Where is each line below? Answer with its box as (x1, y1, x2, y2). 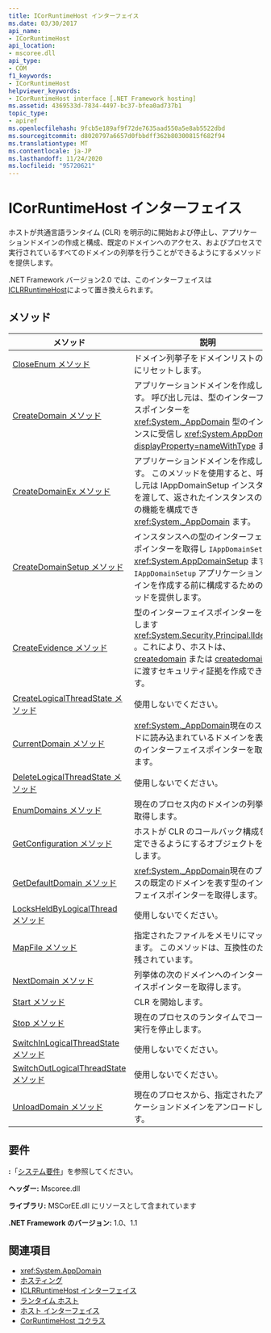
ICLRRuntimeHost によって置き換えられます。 (8, 285, 158, 295)
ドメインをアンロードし (173, 1101, 264, 1113)
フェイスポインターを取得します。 (134, 889, 263, 900)
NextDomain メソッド (12, 975, 94, 986)
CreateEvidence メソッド (12, 642, 108, 653)
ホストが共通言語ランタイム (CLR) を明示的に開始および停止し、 (8, 228, 222, 237)
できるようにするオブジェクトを (142, 837, 264, 849)
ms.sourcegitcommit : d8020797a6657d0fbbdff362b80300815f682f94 (8, 132, 226, 140)
